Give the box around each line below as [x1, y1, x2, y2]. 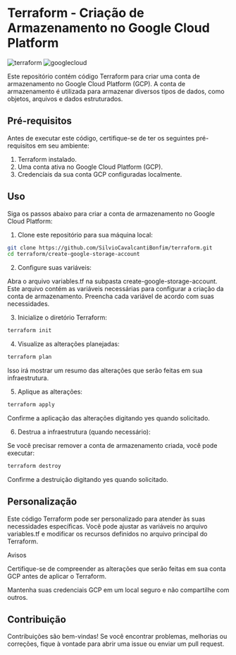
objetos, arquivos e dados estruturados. [7, 94, 123, 103]
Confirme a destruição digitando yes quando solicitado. [7, 475, 169, 483]
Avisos [7, 550, 27, 559]
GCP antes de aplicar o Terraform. [7, 572, 107, 580]
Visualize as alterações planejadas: [17, 340, 120, 348]
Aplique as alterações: [17, 387, 83, 396]
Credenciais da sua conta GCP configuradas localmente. [17, 170, 182, 178]
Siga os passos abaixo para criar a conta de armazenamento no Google [7, 209, 215, 218]
